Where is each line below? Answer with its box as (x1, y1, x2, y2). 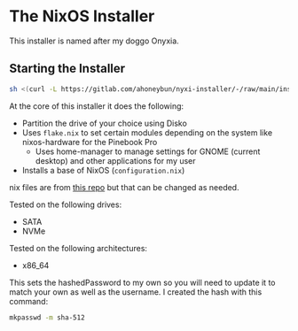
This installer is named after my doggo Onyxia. (9, 35, 179, 46)
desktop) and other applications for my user (35, 155, 197, 165)
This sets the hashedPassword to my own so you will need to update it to (9, 277, 276, 288)
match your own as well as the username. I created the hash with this (9, 286, 263, 297)
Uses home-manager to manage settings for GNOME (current (35, 146, 261, 157)
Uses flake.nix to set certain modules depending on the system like (21, 127, 273, 138)
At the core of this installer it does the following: (9, 100, 184, 112)
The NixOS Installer (9, 6, 155, 27)
